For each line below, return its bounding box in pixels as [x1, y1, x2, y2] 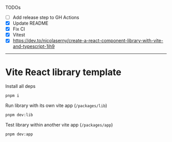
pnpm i [5, 93, 19, 98]
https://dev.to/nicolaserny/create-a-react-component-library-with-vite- [12, 38, 164, 44]
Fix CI [12, 26, 26, 32]
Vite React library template [5, 66, 122, 78]
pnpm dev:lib [5, 113, 33, 118]
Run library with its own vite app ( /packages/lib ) [5, 102, 107, 109]
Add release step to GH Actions [12, 14, 79, 20]
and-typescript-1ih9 [12, 43, 55, 49]
